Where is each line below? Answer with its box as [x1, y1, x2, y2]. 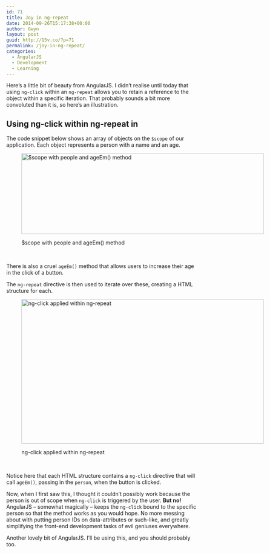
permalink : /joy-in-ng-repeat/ [6, 43, 85, 49]
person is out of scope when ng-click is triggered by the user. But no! [6, 497, 182, 504]
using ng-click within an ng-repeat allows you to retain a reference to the [6, 89, 189, 96]
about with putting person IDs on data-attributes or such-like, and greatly [6, 516, 189, 523]
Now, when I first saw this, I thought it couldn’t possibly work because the [6, 491, 191, 498]
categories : [6, 49, 36, 55]
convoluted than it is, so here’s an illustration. [6, 101, 119, 109]
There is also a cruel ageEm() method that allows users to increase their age [6, 263, 194, 270]
